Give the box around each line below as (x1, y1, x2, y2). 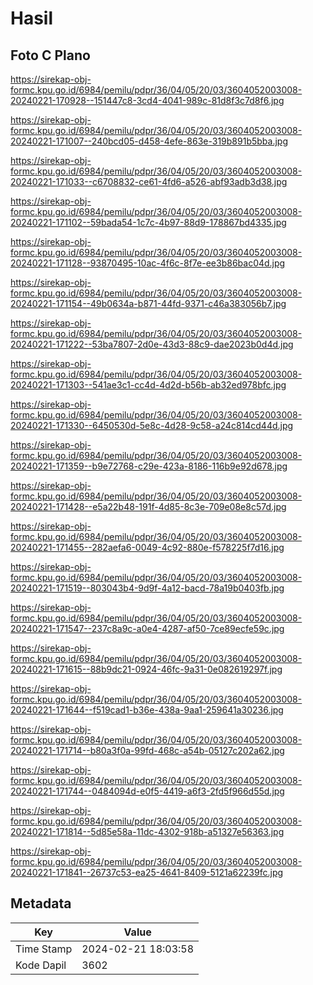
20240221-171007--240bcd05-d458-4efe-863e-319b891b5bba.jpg (10, 135, 288, 147)
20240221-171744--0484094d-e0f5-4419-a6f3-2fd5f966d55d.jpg (10, 785, 285, 797)
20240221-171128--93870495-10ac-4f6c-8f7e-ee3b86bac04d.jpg (10, 257, 286, 269)
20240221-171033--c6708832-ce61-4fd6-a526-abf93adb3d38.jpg (10, 176, 288, 187)
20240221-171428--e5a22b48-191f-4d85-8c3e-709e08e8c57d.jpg (10, 501, 287, 512)
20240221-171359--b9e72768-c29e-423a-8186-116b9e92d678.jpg (10, 460, 288, 472)
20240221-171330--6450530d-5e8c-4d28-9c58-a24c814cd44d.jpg (10, 420, 294, 431)
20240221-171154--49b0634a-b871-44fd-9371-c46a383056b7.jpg (10, 298, 287, 309)
